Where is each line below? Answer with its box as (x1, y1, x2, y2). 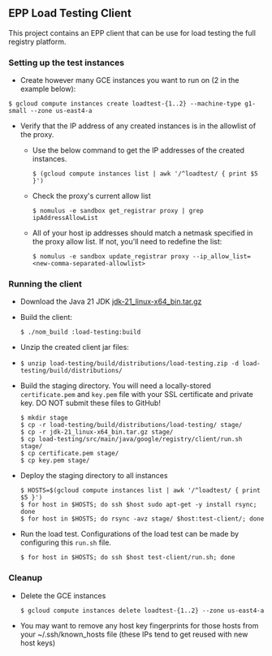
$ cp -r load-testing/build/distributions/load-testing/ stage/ (19, 421, 243, 429)
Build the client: (19, 313, 73, 322)
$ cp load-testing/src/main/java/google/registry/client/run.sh (19, 435, 243, 443)
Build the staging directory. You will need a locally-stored (19, 381, 211, 391)
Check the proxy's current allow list (32, 191, 152, 201)
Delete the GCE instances (19, 590, 106, 600)
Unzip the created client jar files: (19, 343, 130, 352)
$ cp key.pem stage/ (19, 456, 90, 465)
